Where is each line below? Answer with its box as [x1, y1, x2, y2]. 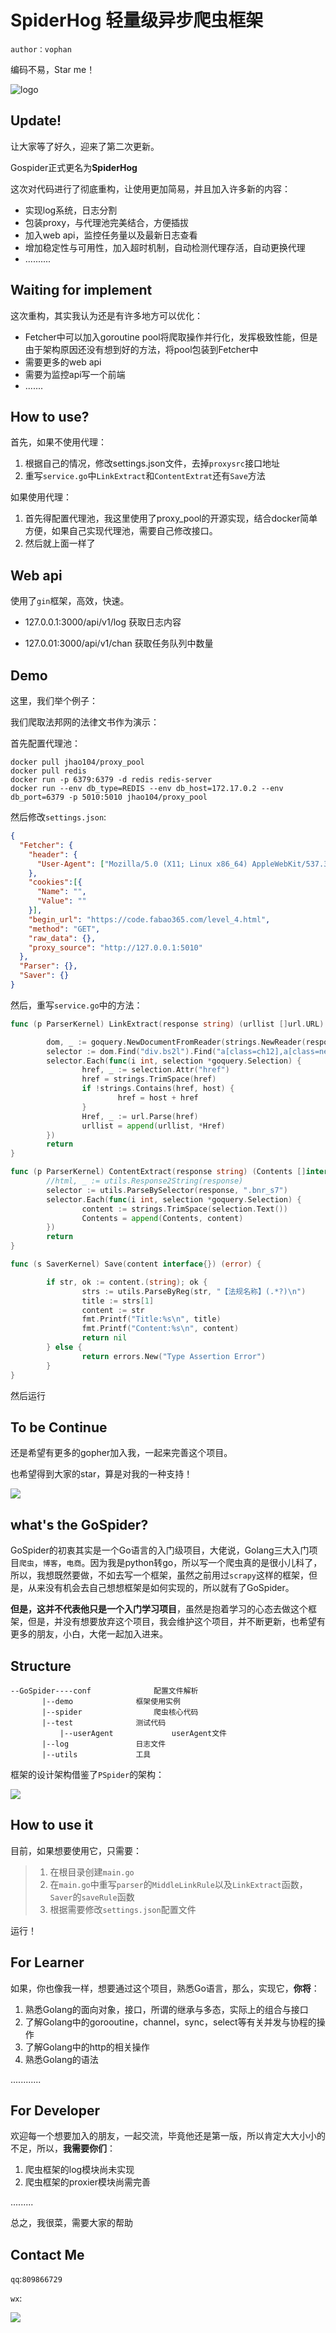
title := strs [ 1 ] [81, 1296, 155, 1306]
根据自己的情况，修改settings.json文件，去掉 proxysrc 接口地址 [24, 457, 280, 470]
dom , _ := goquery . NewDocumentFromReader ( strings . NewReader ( [46, 1037, 307, 1047]
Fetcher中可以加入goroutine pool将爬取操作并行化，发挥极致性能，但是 [24, 331, 318, 343]
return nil [81, 1333, 128, 1343]
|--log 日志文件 [41, 1739, 167, 1749]
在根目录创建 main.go [49, 1866, 135, 1878]
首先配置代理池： [10, 737, 81, 749]
